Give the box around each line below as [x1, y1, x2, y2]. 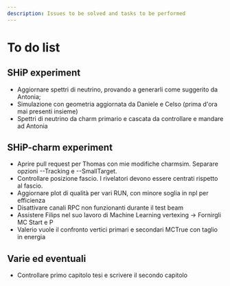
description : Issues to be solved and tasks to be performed [7, 10, 186, 17]
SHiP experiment [7, 67, 81, 79]
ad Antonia [16, 122, 48, 130]
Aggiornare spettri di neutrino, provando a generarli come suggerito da [16, 85, 218, 93]
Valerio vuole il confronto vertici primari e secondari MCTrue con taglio [16, 225, 218, 234]
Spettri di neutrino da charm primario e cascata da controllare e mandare [16, 114, 224, 122]
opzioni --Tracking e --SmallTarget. [16, 167, 117, 175]
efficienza [16, 197, 46, 205]
